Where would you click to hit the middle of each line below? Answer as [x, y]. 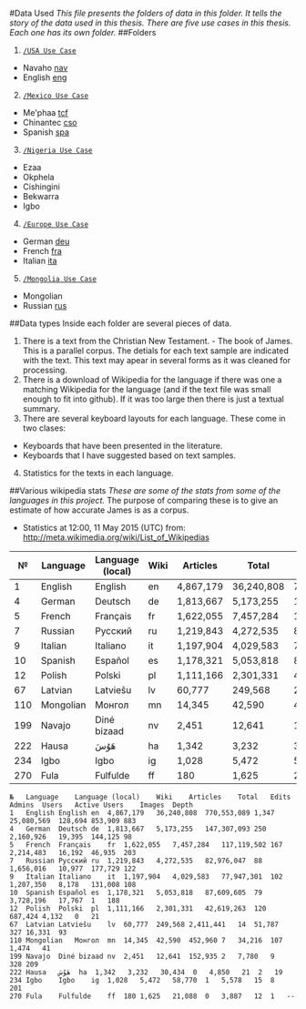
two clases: [44, 428]
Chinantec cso [50, 122]
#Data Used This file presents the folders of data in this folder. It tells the [146, 13]
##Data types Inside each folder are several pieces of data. [121, 323]
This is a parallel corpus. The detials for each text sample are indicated [155, 351]
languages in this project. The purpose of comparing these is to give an [144, 500]
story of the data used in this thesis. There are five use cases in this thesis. [150, 23]
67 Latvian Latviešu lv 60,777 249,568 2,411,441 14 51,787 [144, 924]
